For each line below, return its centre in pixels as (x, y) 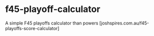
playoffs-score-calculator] (32, 28)
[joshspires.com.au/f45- (124, 23)
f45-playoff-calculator (53, 9)
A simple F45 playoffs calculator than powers (52, 23)
